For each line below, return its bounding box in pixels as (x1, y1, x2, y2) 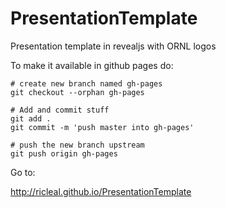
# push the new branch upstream (10, 140, 145, 150)
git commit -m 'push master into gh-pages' (10, 122, 195, 132)
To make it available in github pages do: (10, 59, 174, 71)
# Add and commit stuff (10, 105, 110, 115)
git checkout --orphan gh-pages (10, 87, 145, 97)
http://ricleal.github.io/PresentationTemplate (10, 185, 192, 197)
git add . (10, 113, 52, 124)
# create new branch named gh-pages (10, 78, 163, 89)
